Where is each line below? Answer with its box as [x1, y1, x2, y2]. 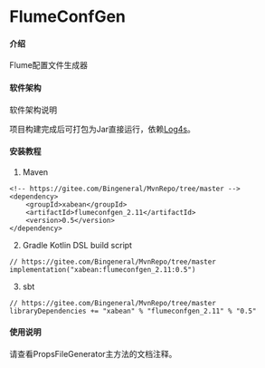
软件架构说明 [9, 104, 57, 115]
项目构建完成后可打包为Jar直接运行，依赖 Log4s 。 [9, 123, 196, 134]
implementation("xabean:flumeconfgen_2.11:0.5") [9, 265, 196, 274]
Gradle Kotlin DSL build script [22, 239, 133, 250]
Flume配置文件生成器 [9, 60, 89, 71]
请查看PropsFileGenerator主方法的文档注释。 [9, 349, 177, 359]
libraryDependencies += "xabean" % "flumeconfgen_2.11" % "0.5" [9, 306, 257, 315]
